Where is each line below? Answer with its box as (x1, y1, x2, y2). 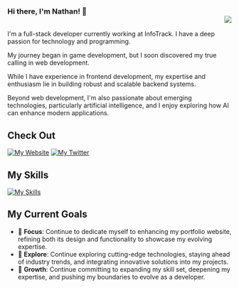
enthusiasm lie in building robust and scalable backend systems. (7, 80, 197, 88)
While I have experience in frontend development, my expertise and (7, 73, 206, 81)
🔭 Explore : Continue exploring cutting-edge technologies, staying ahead (17, 250, 230, 258)
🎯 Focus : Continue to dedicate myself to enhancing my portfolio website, (17, 227, 232, 235)
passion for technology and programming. (7, 37, 131, 46)
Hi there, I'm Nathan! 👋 (7, 6, 87, 16)
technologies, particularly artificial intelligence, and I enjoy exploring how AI (7, 101, 229, 110)
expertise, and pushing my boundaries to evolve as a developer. (17, 272, 206, 281)
